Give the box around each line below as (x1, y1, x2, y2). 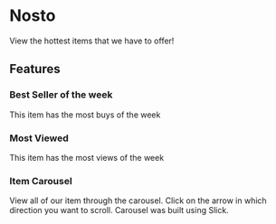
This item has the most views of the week (9, 152, 165, 163)
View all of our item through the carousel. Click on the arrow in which (9, 195, 267, 206)
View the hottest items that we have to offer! (9, 35, 175, 46)
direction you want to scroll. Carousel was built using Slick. (9, 205, 229, 216)
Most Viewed (9, 132, 70, 145)
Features (9, 61, 61, 77)
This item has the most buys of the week (9, 109, 161, 120)
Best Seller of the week (9, 89, 113, 101)
